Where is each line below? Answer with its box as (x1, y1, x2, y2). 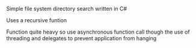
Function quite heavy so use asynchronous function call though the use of (6, 28, 191, 35)
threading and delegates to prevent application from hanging (6, 35, 157, 41)
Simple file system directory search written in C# (6, 5, 127, 12)
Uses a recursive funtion (6, 17, 67, 23)
